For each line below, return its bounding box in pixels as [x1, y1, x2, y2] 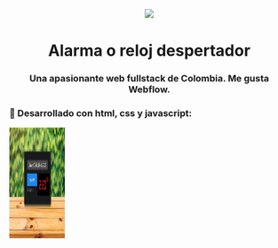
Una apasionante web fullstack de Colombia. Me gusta [29, 73, 269, 85]
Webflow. [128, 83, 171, 96]
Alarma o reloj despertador [47, 41, 251, 61]
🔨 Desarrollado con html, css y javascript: [9, 107, 193, 120]
